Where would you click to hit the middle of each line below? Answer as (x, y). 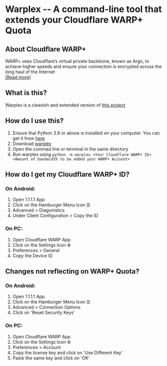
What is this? (26, 93)
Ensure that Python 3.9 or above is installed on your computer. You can (86, 133)
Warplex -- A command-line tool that (83, 9)
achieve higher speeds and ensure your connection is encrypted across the (83, 67)
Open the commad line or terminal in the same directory (70, 149)
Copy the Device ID (32, 256)
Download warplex (32, 144)
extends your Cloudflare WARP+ (74, 20)
